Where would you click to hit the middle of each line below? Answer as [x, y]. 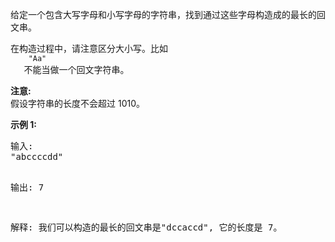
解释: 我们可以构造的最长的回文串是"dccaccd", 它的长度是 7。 [146, 227]
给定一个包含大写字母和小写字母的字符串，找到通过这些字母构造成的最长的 [163, 14]
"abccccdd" [37, 156]
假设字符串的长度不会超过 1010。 [77, 103]
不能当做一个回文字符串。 [76, 69]
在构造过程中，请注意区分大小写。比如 [89, 48]
